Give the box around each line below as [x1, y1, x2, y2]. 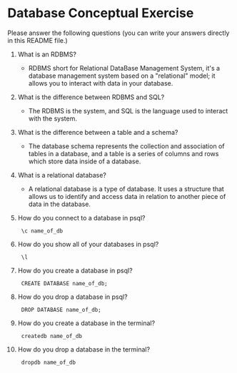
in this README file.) [7, 36, 68, 44]
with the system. [28, 114, 77, 123]
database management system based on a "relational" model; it [28, 71, 216, 80]
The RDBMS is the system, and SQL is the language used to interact [28, 106, 228, 115]
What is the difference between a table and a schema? [17, 128, 178, 136]
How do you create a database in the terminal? [17, 319, 156, 327]
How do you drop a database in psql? [17, 292, 128, 301]
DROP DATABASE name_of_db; [21, 306, 101, 313]
